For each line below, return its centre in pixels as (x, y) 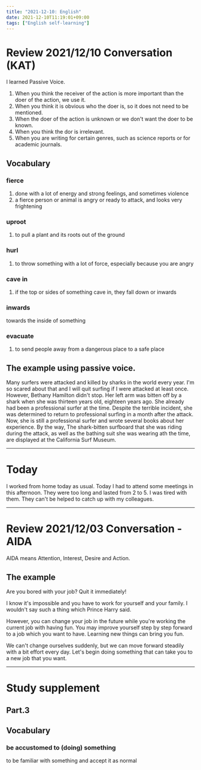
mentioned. (29, 113)
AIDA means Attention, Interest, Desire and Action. (68, 558)
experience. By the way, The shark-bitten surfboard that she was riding (94, 427)
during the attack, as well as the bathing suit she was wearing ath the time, (98, 434)
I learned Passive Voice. (36, 82)
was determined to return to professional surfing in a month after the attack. (100, 414)
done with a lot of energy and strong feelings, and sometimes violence (102, 193)
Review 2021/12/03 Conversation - (94, 529)
